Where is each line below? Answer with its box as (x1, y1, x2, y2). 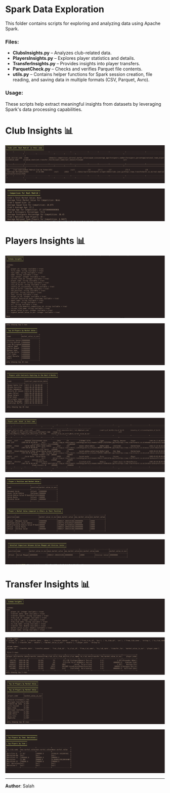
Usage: (5, 90, 24, 97)
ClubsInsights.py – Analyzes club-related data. (12, 50, 112, 56)
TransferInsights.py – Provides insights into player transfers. (12, 61, 140, 67)
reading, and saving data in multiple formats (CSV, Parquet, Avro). (12, 77, 150, 83)
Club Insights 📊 (5, 125, 73, 136)
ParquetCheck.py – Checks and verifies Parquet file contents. (12, 66, 143, 72)
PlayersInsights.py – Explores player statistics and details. (12, 55, 136, 61)
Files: (5, 38, 19, 45)
